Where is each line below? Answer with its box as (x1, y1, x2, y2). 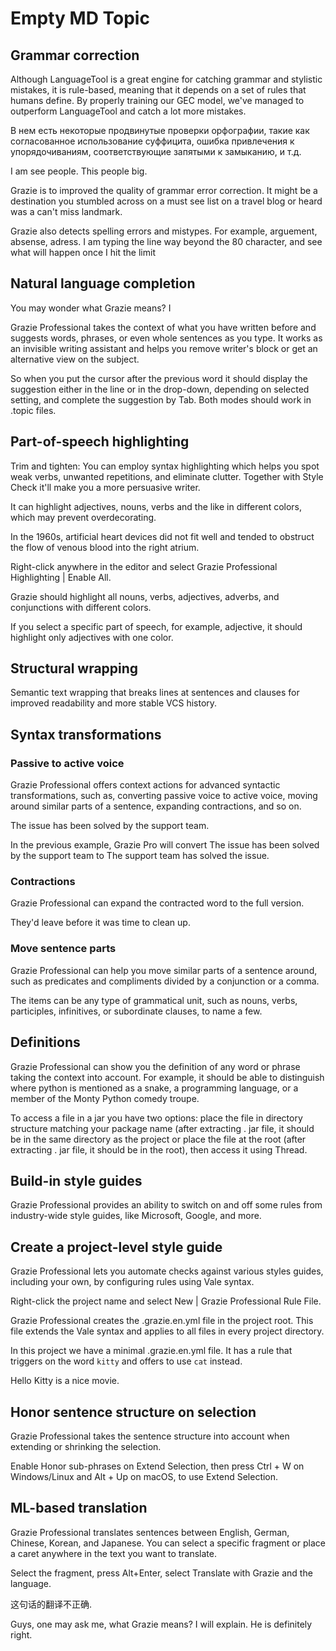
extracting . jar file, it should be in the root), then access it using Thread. (10, 1143, 308, 1156)
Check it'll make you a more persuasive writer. (10, 481, 201, 493)
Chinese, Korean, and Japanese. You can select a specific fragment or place (10, 1537, 326, 1549)
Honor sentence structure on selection (10, 1403, 257, 1421)
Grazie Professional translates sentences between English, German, (10, 1526, 290, 1538)
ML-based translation (10, 1500, 148, 1517)
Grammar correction (10, 47, 140, 64)
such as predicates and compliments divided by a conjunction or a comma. (10, 975, 320, 987)
